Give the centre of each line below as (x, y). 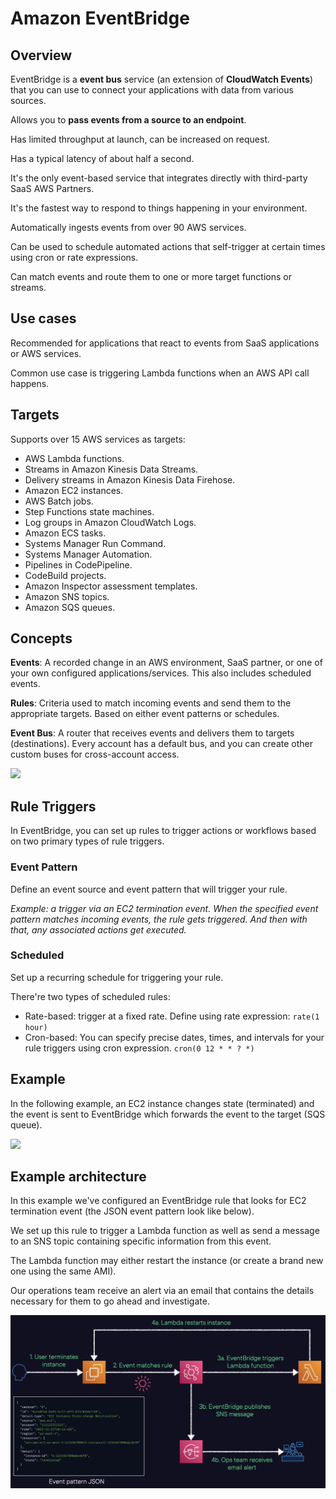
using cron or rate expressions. (74, 257)
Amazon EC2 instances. (74, 490)
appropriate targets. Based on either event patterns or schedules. (145, 714)
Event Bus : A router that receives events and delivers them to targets (152, 733)
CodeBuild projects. (65, 575)
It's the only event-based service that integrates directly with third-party (159, 178)
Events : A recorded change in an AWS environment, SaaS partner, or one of (166, 663)
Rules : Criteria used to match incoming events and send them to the (151, 703)
